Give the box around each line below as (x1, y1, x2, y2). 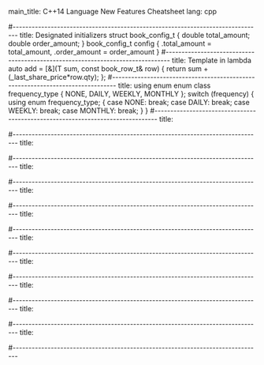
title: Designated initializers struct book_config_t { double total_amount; (19, 31, 251, 40)
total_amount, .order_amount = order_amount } (8, 47, 160, 56)
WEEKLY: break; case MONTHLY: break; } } (8, 106, 149, 115)
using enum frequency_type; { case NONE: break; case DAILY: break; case (8, 98, 250, 107)
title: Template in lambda (172, 55, 252, 65)
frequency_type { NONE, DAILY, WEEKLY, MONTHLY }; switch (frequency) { (8, 89, 255, 98)
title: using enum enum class (117, 81, 211, 90)
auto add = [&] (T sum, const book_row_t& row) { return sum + (8, 64, 209, 73)
